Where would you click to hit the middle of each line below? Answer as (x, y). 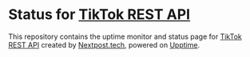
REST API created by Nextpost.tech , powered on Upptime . (104, 44)
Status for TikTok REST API (99, 15)
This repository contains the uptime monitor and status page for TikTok (125, 36)
